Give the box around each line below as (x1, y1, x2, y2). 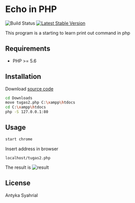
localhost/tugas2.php (5, 155, 51, 160)
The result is (5, 164, 31, 170)
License (5, 179, 31, 187)
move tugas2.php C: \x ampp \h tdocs (5, 100, 76, 105)
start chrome (5, 137, 33, 142)
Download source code (5, 85, 54, 91)
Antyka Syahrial (5, 192, 38, 198)
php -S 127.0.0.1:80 (5, 110, 49, 115)
